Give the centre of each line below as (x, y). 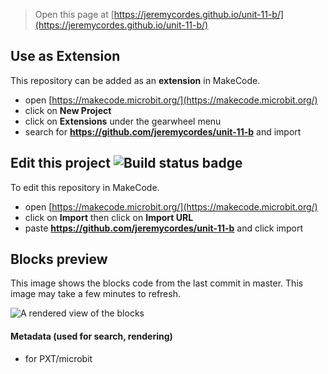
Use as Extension (65, 56)
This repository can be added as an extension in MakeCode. (135, 80)
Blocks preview (59, 259)
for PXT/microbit (58, 358)
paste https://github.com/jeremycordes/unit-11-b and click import (164, 228)
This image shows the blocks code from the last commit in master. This (157, 283)
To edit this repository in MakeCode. (85, 187)
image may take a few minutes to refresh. (95, 294)
